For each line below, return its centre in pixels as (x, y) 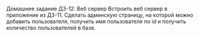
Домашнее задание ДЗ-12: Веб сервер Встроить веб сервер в (87, 9)
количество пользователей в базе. (51, 28)
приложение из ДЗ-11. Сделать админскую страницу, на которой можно (100, 15)
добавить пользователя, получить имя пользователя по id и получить (96, 21)
